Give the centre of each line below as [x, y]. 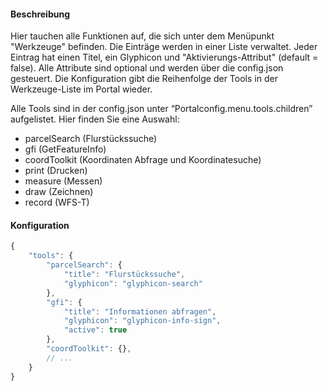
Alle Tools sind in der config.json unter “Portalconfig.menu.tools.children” [161, 109]
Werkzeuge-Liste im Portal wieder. [81, 89]
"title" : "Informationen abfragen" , [140, 311]
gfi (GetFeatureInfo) [65, 149]
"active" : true [95, 330]
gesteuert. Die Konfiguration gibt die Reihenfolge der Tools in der [144, 79]
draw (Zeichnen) [59, 192]
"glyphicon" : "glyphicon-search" [133, 283]
